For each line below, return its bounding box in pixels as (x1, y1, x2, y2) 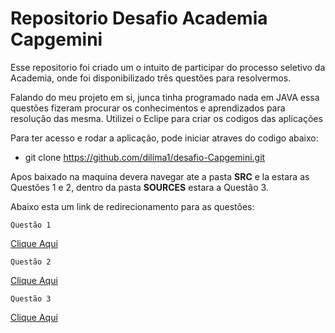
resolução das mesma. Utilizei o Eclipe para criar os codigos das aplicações (10, 112, 323, 124)
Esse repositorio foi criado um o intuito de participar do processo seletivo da (10, 61, 326, 73)
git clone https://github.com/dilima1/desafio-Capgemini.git (24, 151, 266, 163)
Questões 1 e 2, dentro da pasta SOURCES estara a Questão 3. (10, 181, 269, 193)
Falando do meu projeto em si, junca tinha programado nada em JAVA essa (10, 91, 320, 103)
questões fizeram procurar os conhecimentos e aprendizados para (10, 102, 286, 114)
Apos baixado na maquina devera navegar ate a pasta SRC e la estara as (10, 170, 310, 182)
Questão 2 (10, 257, 52, 267)
